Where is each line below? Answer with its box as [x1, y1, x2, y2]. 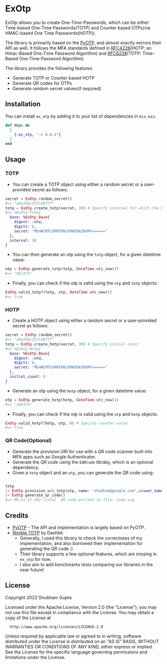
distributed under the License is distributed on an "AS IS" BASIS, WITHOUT [5, 638, 159, 644]
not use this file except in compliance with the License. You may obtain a [5, 609, 154, 615]
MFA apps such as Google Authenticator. [12, 454, 96, 460]
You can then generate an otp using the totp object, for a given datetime [12, 252, 161, 258]
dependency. [12, 464, 40, 470]
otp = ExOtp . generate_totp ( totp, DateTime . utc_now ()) [5, 266, 119, 271]
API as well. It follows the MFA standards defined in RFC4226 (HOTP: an [5, 45, 152, 51]
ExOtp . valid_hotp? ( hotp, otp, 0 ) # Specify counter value [5, 420, 128, 426]
